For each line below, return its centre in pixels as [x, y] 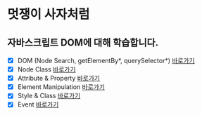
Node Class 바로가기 [46, 69]
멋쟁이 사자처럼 [49, 14]
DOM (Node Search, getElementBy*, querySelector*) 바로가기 [106, 61]
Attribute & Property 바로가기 [59, 79]
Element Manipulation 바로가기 [61, 87]
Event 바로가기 [38, 104]
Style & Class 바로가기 [49, 96]
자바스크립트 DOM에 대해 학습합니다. [83, 42]
